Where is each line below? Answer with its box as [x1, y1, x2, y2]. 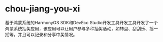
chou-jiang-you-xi [5, 3, 80, 14]
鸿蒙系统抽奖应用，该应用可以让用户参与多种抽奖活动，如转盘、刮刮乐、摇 [5, 25, 154, 31]
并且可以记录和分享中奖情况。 [17, 31, 78, 37]
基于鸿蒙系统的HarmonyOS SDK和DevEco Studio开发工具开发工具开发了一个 [5, 20, 158, 25]
